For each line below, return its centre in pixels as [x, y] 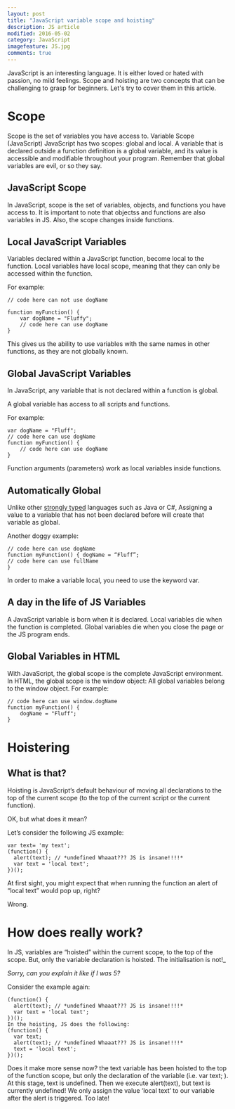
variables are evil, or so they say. [55, 165]
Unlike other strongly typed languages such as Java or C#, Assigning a [110, 508]
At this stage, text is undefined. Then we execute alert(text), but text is [109, 1083]
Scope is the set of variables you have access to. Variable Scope [101, 136]
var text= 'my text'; [39, 845]
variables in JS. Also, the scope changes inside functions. [90, 219]
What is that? [37, 773]
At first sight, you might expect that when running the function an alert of [113, 883]
